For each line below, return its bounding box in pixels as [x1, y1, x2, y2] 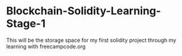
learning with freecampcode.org [6, 43, 86, 50]
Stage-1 [6, 17, 46, 30]
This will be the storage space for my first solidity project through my [6, 36, 177, 43]
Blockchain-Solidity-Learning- [6, 4, 162, 18]
